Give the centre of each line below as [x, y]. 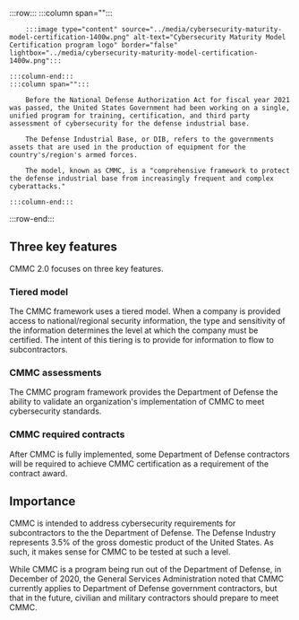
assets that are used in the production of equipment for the [128, 147]
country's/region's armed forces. [74, 155]
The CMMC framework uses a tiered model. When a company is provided [145, 311]
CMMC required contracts [67, 434]
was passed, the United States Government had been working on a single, [150, 108]
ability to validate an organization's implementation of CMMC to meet [137, 402]
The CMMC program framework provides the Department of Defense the [144, 392]
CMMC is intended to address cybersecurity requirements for [123, 523]
